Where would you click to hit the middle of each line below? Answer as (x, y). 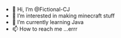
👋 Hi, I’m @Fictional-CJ (41, 9)
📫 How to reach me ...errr (44, 29)
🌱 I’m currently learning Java (48, 22)
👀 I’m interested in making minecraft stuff (63, 16)
